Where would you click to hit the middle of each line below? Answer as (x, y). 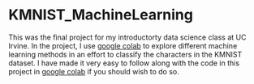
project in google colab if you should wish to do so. (94, 71)
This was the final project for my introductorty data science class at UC (127, 37)
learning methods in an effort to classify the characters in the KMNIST (125, 54)
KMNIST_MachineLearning (101, 15)
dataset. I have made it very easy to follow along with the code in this (124, 63)
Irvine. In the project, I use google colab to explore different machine (123, 45)
